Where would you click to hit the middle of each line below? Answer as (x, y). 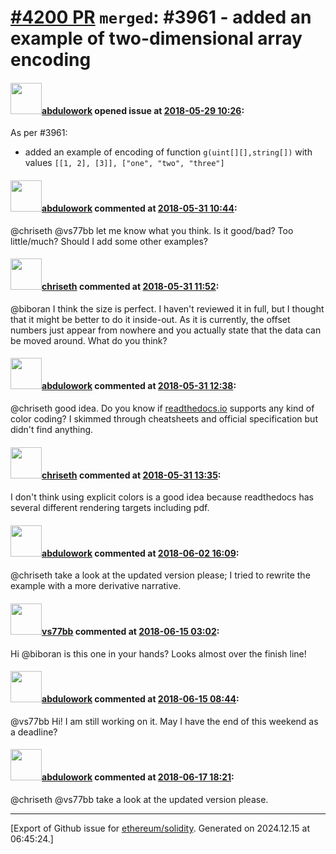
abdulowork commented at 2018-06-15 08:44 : (140, 699)
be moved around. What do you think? (89, 340)
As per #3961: (39, 133)
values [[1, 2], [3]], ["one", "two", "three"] (124, 163)
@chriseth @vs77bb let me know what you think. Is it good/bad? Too (152, 230)
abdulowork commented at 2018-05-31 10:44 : (139, 208)
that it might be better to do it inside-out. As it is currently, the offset (150, 319)
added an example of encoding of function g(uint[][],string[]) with (168, 152)
